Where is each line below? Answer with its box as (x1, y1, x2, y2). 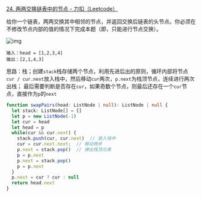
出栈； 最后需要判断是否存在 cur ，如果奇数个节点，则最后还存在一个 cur (6, 83, 182, 90)
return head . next (11, 180, 55, 186)
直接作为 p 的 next (16, 90, 57, 97)
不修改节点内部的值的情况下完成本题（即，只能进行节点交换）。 (6, 26, 162, 32)
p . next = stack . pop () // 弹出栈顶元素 (17, 147, 112, 153)
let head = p (11, 125, 44, 131)
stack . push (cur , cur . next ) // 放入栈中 (17, 135, 116, 142)
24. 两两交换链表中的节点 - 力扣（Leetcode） (6, 5, 118, 12)
